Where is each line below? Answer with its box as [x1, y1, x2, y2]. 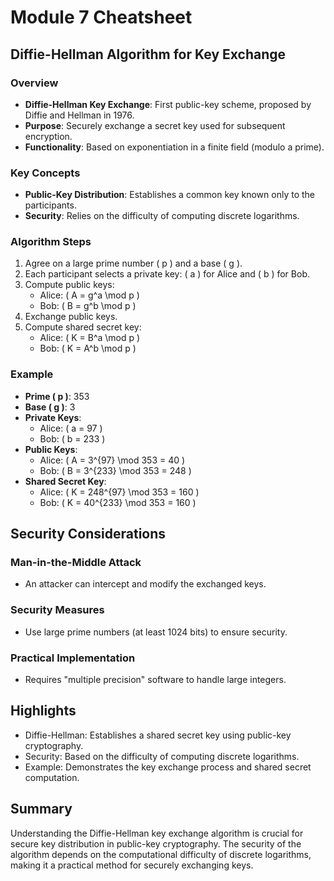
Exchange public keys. [24, 311, 118, 323]
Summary [10, 801, 73, 818]
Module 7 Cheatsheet [10, 6, 193, 29]
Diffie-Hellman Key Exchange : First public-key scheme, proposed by [24, 98, 312, 110]
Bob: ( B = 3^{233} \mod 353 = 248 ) [39, 464, 192, 476]
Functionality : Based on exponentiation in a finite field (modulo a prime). [24, 141, 325, 153]
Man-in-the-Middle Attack [10, 556, 142, 570]
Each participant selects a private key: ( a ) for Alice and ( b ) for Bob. [24, 268, 310, 280]
